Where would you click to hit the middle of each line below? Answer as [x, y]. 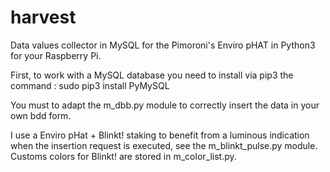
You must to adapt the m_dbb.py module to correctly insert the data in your [165, 105]
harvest [43, 17]
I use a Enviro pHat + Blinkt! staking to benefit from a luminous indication [160, 135]
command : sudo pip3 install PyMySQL [90, 85]
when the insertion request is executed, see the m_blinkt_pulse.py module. [164, 145]
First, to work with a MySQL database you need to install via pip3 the [152, 75]
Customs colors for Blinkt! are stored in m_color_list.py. [123, 156]
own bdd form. [41, 115]
